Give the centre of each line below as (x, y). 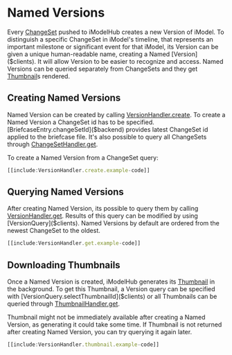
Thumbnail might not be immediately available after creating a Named (106, 318)
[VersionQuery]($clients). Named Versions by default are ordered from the (114, 223)
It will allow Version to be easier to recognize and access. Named (131, 61)
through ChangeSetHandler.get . (53, 144)
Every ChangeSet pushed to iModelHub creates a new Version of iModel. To (116, 32)
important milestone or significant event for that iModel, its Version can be (113, 46)
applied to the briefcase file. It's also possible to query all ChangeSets (107, 137)
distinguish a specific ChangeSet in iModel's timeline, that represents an (110, 39)
